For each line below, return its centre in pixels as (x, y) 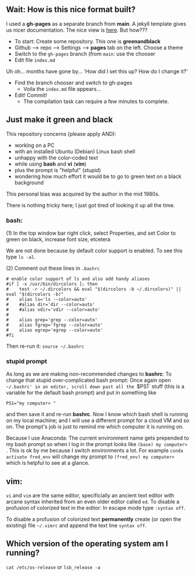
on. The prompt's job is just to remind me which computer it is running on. (95, 427)
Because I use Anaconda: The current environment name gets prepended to (97, 438)
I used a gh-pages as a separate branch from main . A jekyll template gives (96, 23)
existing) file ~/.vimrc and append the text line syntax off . (76, 526)
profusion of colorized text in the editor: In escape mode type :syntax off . (96, 508)
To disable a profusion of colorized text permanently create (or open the (94, 519)
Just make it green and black (60, 120)
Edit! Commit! (31, 95)
